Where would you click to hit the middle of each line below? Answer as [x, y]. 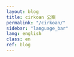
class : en [19, 39]
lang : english [24, 34]
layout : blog [23, 12]
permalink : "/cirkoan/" [36, 23]
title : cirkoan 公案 [31, 17]
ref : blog [19, 45]
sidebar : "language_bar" [37, 28]
